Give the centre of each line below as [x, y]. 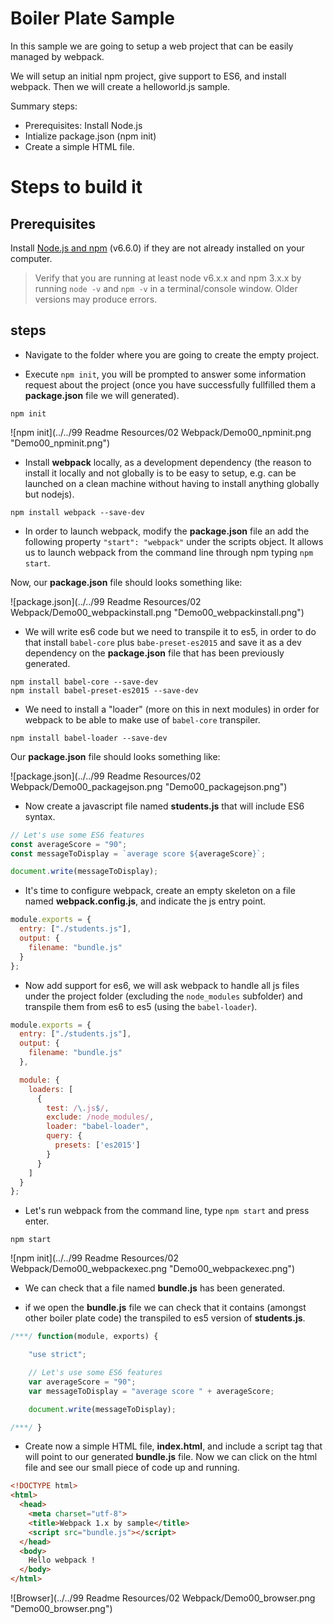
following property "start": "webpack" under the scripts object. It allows [174, 541]
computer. [31, 258]
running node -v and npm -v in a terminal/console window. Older [166, 288]
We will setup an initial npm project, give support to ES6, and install [148, 76]
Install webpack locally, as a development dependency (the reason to [168, 462]
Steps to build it [76, 187]
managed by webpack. [57, 56]
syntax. [40, 816]
